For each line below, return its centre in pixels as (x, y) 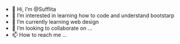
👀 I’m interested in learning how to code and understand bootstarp (93, 15)
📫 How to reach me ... (39, 35)
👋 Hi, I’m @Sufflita (34, 9)
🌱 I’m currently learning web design (55, 22)
